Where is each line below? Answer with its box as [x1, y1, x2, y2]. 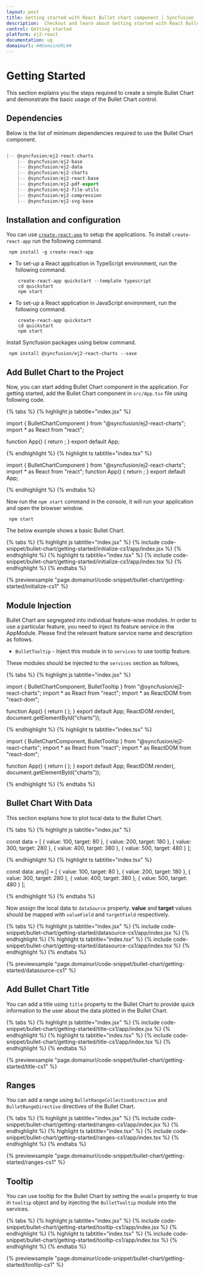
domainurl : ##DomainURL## [6, 43, 72, 49]
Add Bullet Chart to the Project [6, 367, 124, 377]
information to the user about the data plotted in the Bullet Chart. [6, 1007, 168, 1014]
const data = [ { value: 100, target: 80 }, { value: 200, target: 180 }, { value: [6, 838, 191, 845]
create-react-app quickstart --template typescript [18, 278, 152, 284]
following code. [6, 396, 45, 404]
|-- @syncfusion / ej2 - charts [17, 170, 88, 176]
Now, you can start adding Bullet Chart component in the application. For [6, 384, 189, 391]
